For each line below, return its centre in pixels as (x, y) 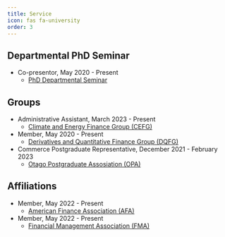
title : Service (30, 14)
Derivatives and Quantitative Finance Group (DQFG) (103, 141)
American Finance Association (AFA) (81, 211)
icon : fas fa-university (44, 20)
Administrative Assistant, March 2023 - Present (86, 119)
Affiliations (32, 187)
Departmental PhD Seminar (69, 55)
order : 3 (20, 27)
